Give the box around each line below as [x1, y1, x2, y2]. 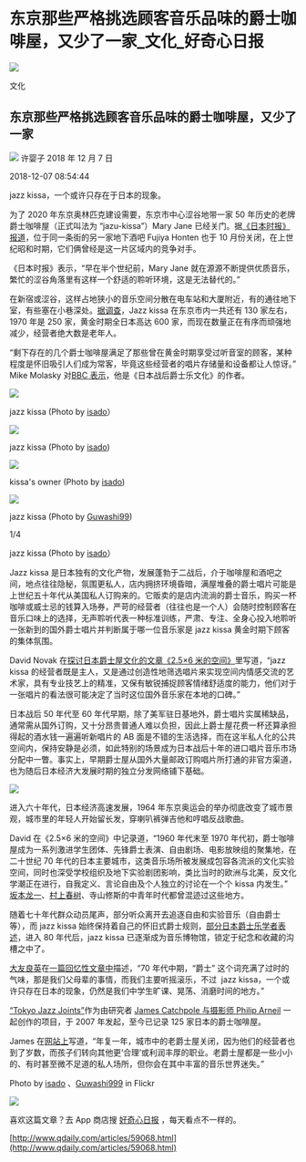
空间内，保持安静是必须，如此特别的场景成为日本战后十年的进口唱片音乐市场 [9, 742, 297, 753]
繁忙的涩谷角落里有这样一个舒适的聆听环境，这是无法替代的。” [9, 274, 241, 285]
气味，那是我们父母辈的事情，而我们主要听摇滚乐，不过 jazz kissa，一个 [9, 973, 282, 985]
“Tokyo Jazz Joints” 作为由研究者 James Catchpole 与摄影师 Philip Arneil [9, 1004, 281, 1015]
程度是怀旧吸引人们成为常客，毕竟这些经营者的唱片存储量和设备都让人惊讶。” [9, 358, 297, 369]
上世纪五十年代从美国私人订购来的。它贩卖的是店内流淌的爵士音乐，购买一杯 [9, 589, 297, 600]
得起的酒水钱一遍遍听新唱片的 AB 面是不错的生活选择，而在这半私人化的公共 [9, 731, 296, 742]
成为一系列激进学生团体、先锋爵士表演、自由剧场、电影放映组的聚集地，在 [16, 844, 297, 855]
